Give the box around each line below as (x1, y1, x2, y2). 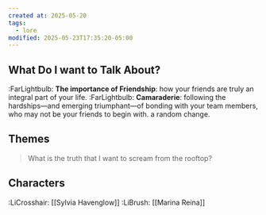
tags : (8, 19, 26, 27)
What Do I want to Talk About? (8, 63, 161, 76)
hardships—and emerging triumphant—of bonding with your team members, (8, 101, 258, 111)
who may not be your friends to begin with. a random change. (8, 109, 210, 119)
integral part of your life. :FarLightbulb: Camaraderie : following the (8, 93, 226, 102)
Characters (8, 176, 65, 190)
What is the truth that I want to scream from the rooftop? (27, 153, 213, 163)
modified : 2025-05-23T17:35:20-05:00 (8, 33, 133, 42)
